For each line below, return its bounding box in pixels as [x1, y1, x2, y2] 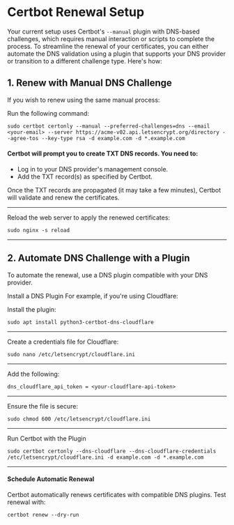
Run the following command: [7, 109, 89, 117]
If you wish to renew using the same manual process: [7, 96, 160, 104]
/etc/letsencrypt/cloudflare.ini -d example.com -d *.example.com [7, 454, 204, 461]
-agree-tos [7, 135, 39, 142]
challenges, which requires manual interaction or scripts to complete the [7, 34, 214, 43]
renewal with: [7, 498, 46, 506]
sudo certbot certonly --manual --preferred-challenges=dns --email [7, 123, 210, 130]
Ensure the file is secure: [7, 402, 79, 410]
